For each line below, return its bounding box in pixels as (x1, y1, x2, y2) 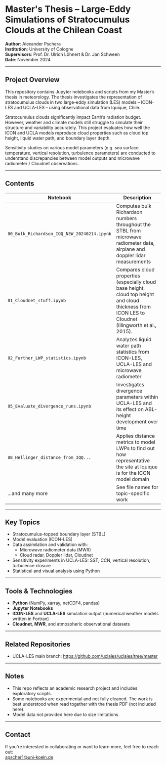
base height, (116, 284, 145, 291)
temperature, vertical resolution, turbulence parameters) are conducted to (5, 150, 156, 156)
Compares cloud (116, 266, 155, 273)
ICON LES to (116, 309, 145, 316)
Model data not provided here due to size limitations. (12, 711, 120, 718)
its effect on (116, 405, 144, 412)
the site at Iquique (116, 463, 158, 470)
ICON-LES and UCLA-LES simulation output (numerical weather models (12, 611, 159, 617)
